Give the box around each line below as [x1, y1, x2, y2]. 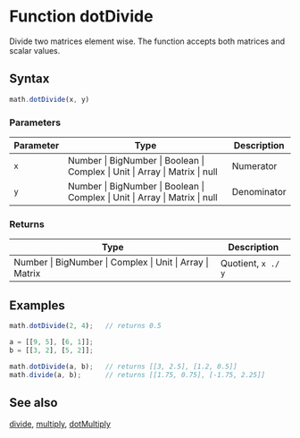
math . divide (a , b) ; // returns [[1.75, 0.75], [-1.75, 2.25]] [9, 370, 266, 379]
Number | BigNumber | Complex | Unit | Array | [13, 257, 210, 269]
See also [9, 395, 58, 410]
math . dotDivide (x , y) [9, 95, 90, 104]
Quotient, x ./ [220, 257, 280, 270]
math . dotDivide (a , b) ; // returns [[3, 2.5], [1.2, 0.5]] [9, 362, 238, 371]
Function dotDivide [9, 6, 154, 27]
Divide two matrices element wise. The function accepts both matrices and [9, 36, 286, 46]
